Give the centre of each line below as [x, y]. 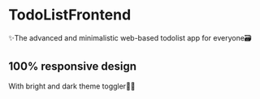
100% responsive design [72, 67]
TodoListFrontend [70, 15]
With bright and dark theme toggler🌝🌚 [72, 86]
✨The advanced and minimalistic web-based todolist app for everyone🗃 [130, 37]
